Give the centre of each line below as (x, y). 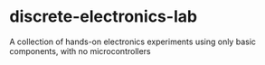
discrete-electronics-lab (103, 17)
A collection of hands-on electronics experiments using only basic (132, 42)
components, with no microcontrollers (80, 51)
